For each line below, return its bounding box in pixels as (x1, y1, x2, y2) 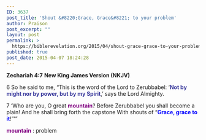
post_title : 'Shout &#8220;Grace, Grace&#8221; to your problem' (6, 15, 177, 21)
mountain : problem (6, 126, 57, 134)
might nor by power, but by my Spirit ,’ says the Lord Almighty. (6, 90, 164, 97)
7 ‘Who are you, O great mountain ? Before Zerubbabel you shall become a (6, 102, 195, 109)
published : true (6, 49, 48, 55)
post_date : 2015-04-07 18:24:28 (6, 55, 89, 61)
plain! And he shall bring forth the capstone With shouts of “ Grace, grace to (6, 108, 198, 115)
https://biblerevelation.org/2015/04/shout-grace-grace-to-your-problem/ (12, 44, 204, 50)
